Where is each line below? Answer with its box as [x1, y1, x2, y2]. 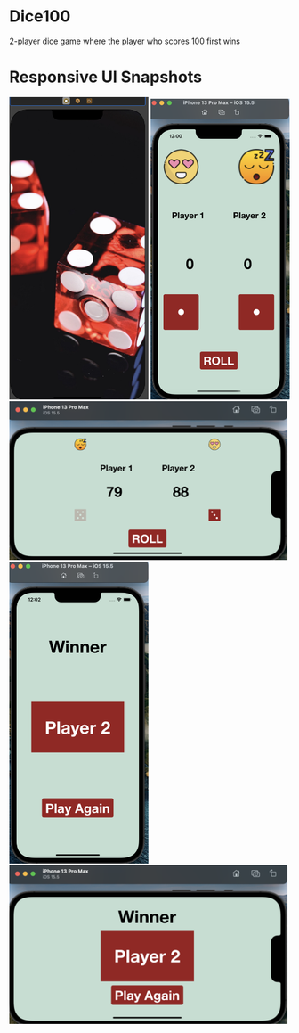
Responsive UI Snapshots [9, 67, 203, 87]
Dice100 [9, 6, 71, 27]
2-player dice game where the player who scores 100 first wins [9, 36, 240, 46]
